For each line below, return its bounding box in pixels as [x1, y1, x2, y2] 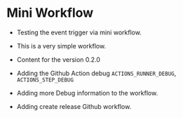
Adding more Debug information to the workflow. [16, 88, 158, 97]
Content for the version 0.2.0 [16, 55, 101, 64]
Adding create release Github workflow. [16, 102, 132, 110]
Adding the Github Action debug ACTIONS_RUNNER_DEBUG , [16, 69, 177, 77]
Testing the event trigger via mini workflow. [16, 28, 142, 37]
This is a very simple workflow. [16, 41, 107, 50]
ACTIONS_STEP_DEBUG [16, 76, 74, 84]
